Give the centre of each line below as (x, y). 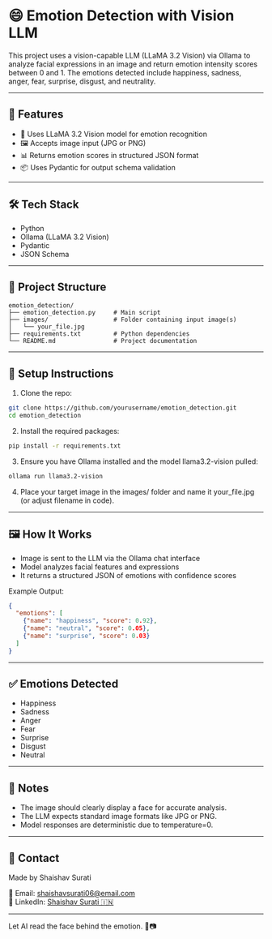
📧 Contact (34, 858)
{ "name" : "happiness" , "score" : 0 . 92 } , (90, 621)
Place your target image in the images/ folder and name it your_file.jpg (137, 491)
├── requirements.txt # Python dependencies (99, 334)
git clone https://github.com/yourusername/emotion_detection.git (123, 408)
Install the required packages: (70, 431)
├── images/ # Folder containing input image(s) (123, 320)
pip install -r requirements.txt (65, 446)
